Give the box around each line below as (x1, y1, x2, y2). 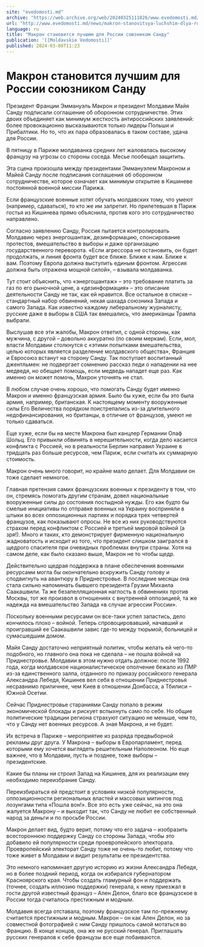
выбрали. (6, 316, 31, 323)
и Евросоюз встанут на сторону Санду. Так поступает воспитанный (6, 354, 182, 361)
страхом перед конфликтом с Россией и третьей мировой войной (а (6, 524, 185, 532)
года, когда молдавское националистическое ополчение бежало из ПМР (6, 663, 197, 671)
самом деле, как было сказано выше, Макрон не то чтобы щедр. (6, 550, 175, 557)
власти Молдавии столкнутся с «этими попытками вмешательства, (6, 341, 182, 348)
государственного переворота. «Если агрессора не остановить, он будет (6, 246, 198, 253)
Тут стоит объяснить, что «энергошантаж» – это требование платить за (6, 278, 193, 285)
